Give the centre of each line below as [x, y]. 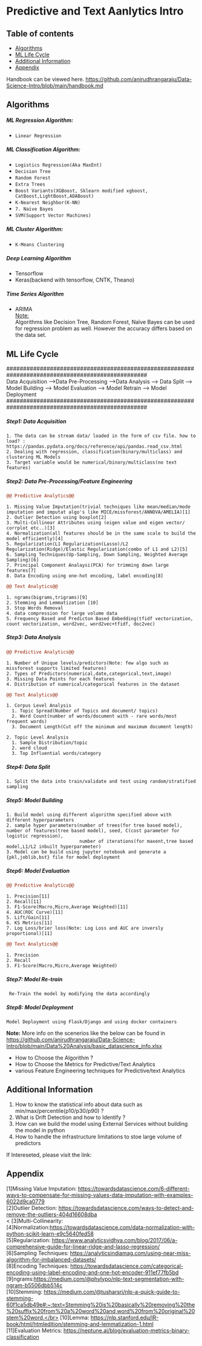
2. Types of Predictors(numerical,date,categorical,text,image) [89, 674]
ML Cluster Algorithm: [35, 229]
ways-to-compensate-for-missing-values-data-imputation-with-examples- [100, 1195]
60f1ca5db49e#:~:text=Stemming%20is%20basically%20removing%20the [101, 1304]
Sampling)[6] [23, 560]
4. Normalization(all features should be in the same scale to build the [101, 533]
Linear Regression [38, 136]
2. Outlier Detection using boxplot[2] [57, 517]
